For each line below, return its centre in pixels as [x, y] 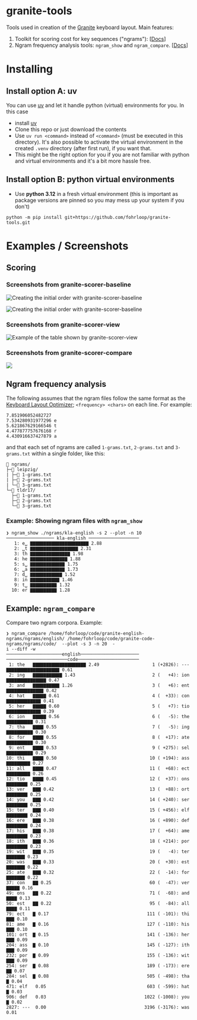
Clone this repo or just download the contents [71, 129]
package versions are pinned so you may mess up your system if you [99, 200]
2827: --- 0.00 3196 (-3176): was [98, 1008]
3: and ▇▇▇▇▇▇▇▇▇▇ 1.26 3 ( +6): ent [99, 686]
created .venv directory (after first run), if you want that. [83, 148]
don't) [22, 206]
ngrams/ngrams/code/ [32, 644]
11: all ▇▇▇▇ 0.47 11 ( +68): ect [98, 769]
